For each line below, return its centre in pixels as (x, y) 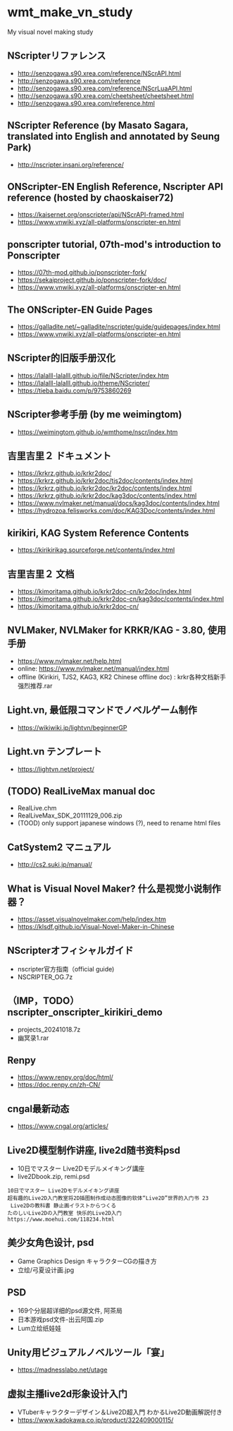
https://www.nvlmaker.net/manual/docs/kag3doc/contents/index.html (119, 503)
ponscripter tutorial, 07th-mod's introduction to (114, 244)
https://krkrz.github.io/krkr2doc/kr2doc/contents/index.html (105, 489)
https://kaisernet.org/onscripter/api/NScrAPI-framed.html (101, 215)
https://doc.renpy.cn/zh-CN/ (59, 1085)
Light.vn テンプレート (55, 752)
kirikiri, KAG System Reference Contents (98, 533)
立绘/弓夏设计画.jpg (46, 1270)
